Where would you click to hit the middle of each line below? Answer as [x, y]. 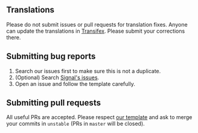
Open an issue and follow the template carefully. [75, 83]
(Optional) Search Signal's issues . [57, 77]
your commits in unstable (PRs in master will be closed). [75, 124]
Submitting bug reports [51, 57]
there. [14, 37]
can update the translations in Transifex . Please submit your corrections [96, 31]
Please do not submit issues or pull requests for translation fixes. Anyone [97, 24]
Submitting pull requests [54, 103]
